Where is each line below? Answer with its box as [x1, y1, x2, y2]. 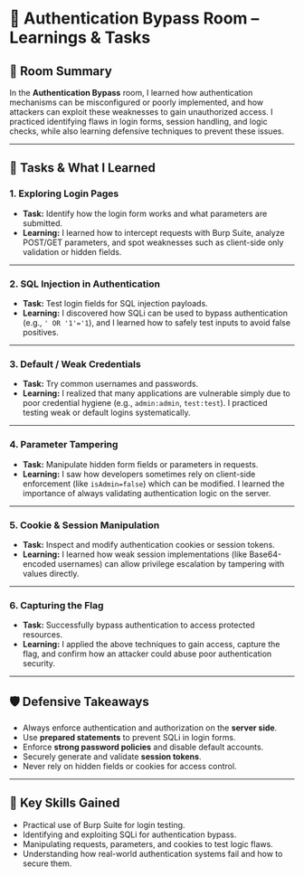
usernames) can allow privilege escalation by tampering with [57, 558, 285, 569]
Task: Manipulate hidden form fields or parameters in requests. [22, 458, 259, 469]
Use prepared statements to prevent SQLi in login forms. [22, 731, 236, 742]
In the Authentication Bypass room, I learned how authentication [9, 88, 253, 98]
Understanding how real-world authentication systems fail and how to [22, 848, 283, 859]
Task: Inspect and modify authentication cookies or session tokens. [22, 539, 276, 550]
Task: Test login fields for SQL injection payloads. [22, 297, 208, 308]
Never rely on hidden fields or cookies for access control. [22, 760, 237, 771]
